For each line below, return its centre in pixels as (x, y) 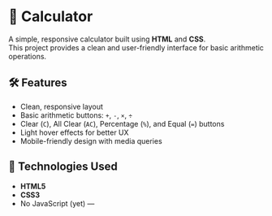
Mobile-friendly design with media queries (91, 140)
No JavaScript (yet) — (57, 203)
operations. (28, 56)
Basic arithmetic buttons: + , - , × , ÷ (76, 115)
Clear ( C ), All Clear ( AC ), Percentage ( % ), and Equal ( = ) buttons (122, 123)
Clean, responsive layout (62, 106)
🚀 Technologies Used (63, 167)
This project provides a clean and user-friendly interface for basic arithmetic (136, 47)
